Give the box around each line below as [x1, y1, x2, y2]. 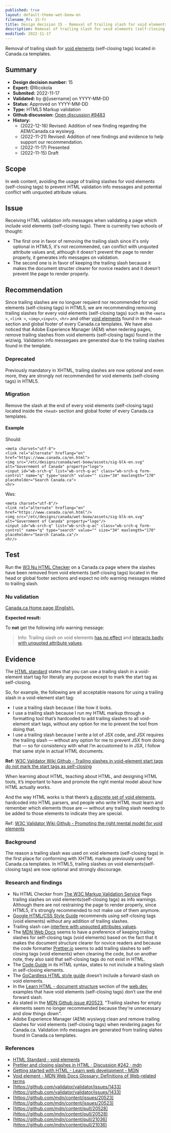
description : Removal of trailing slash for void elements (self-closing [5, 27, 165, 32]
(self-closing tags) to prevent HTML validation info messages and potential [5, 184, 162, 190]
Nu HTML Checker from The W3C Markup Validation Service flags [12, 891, 152, 897]
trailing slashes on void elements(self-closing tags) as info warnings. [12, 896, 157, 902]
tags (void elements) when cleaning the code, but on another [29, 950, 157, 957]
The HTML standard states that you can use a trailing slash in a [5, 668, 137, 674]
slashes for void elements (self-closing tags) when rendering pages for [12, 1021, 162, 1027]
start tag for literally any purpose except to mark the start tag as [23, 674, 158, 680]
